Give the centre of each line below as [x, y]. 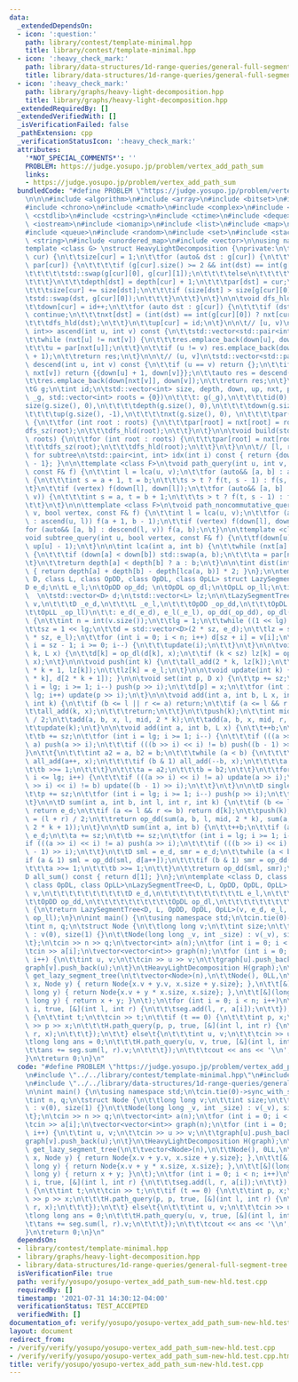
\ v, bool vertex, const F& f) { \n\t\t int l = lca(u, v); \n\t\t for [152, 513]
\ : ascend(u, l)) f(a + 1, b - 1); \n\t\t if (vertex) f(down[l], [149, 522]
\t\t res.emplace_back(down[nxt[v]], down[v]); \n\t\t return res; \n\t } [157, 381]
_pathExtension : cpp [55, 133]
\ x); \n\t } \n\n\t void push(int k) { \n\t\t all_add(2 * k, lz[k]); [149, 662]
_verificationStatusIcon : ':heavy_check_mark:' [107, 141]
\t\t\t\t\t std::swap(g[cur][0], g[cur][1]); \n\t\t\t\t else [137, 274]
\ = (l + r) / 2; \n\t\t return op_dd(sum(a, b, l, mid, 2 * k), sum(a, [158, 819]
